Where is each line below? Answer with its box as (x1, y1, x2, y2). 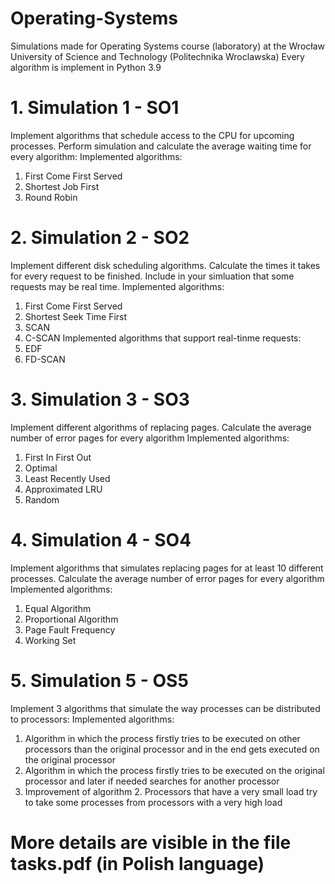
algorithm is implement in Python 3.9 (10, 61, 162, 73)
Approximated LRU (24, 483, 103, 495)
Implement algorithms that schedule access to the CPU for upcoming (10, 129, 295, 141)
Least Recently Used (24, 472, 111, 484)
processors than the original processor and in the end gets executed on (24, 743, 320, 755)
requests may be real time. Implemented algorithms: (10, 280, 225, 292)
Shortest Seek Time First (24, 310, 128, 322)
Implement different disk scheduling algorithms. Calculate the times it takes (10, 259, 321, 271)
